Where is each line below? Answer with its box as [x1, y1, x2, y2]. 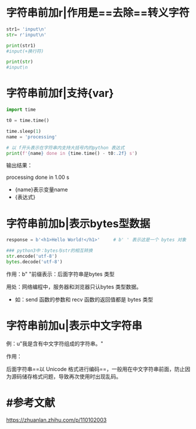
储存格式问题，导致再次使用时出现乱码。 [22, 373, 121, 380]
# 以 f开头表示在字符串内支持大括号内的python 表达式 [6, 145, 125, 151]
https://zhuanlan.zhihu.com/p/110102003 [6, 416, 107, 423]
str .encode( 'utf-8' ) [6, 253, 58, 260]
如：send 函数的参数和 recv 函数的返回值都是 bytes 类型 [14, 296, 154, 303]
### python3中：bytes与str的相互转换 [6, 248, 93, 254]
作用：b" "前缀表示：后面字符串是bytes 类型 [6, 270, 115, 278]
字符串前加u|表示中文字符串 [6, 319, 142, 333]
